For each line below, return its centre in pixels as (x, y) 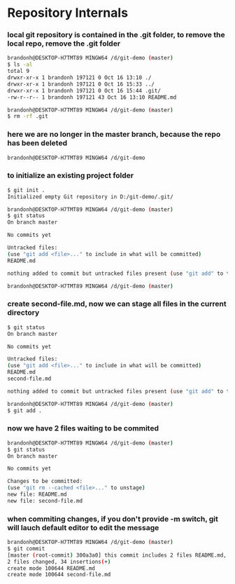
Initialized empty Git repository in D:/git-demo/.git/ (90, 197)
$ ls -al (20, 64)
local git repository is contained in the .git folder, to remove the (116, 35)
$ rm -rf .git (28, 116)
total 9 (19, 72)
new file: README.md (37, 495)
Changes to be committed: (45, 482)
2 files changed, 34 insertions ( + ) (59, 562)
